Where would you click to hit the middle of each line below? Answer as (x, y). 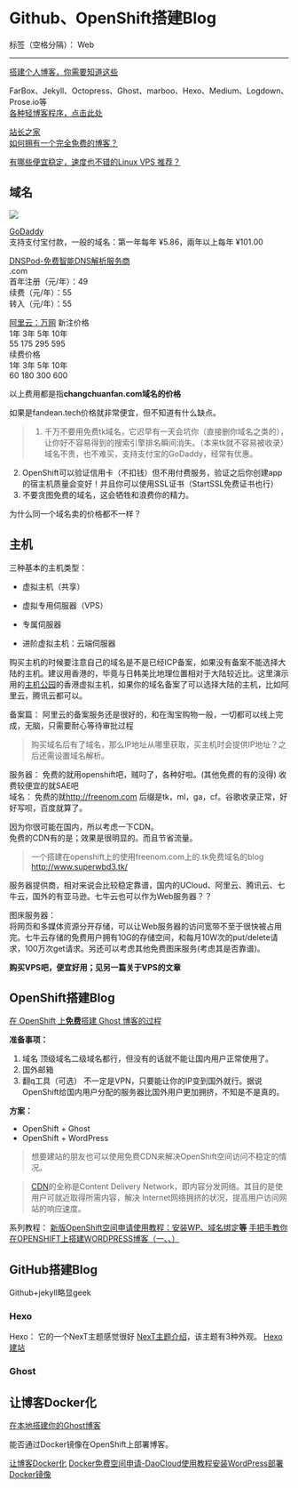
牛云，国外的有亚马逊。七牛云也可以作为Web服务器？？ (111, 896)
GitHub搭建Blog (53, 1270)
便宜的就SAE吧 (52, 785)
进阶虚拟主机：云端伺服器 (69, 643)
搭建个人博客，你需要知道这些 (63, 71)
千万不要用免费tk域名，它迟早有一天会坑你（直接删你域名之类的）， (166, 431)
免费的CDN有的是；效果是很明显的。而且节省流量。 (103, 838)
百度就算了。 (63, 808)
